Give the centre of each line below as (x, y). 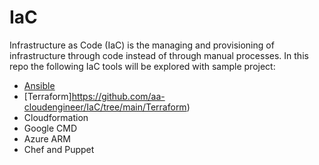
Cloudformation (56, 117)
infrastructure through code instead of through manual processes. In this (159, 55)
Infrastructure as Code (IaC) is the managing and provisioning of (142, 45)
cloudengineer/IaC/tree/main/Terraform (105, 107)
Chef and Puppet (59, 149)
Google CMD (50, 128)
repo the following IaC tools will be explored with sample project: (142, 66)
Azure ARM (47, 138)
